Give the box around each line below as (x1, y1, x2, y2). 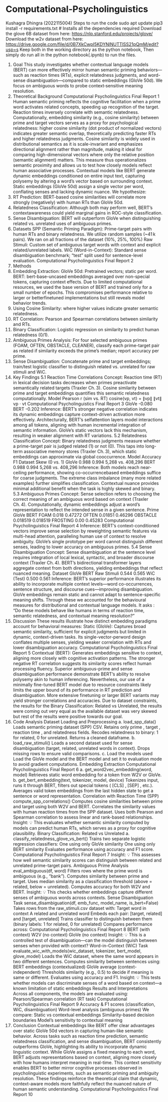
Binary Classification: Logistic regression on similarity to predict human (12, 326, 159, 332)
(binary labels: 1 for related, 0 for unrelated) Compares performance (12, 921, 153, 927)
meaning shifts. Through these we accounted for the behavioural (12, 597, 147, 603)
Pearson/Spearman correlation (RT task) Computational (12, 996, 128, 1002)
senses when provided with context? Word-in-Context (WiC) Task (12, 942, 149, 948)
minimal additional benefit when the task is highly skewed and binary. (12, 485, 156, 491)
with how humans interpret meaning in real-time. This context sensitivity (12, 1059, 162, 1066)
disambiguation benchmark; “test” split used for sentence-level (12, 252, 143, 258)
